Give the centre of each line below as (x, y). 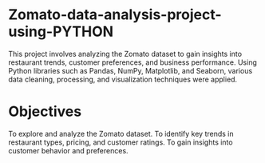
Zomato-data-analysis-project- (115, 15)
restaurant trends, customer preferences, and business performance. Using (133, 62)
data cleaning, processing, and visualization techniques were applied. (123, 79)
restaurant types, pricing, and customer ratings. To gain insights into (121, 142)
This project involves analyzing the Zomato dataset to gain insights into (125, 54)
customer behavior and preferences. (69, 150)
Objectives (45, 111)
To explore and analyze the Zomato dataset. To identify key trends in (121, 133)
